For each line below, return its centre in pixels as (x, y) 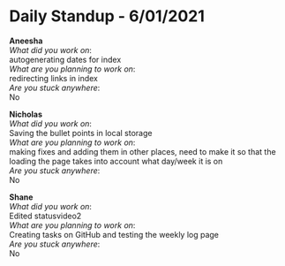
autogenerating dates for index (65, 59)
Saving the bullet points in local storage (81, 133)
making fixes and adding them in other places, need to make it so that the (142, 151)
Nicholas (26, 114)
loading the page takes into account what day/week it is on (116, 161)
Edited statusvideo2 (45, 216)
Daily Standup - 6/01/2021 (107, 16)
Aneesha (26, 41)
